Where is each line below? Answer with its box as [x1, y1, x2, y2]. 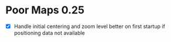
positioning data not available [13, 30, 85, 36]
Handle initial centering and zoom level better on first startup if [13, 23, 165, 30]
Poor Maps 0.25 [5, 3, 85, 17]
